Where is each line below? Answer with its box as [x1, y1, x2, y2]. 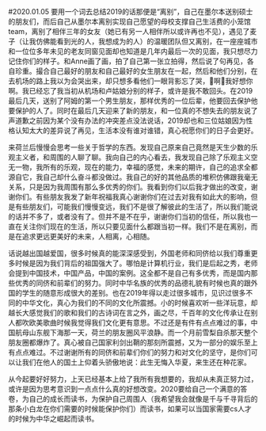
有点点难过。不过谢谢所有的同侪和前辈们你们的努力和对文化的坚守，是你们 [8, 348, 251, 357]
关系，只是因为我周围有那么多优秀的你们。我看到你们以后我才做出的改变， [8, 182, 251, 192]
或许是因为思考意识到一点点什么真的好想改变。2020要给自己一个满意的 [8, 384, 241, 394]
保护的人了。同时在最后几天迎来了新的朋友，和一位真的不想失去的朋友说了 [14, 106, 258, 115]
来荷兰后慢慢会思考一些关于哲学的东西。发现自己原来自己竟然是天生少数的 [8, 143, 251, 152]
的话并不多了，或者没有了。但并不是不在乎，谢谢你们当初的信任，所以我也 [8, 212, 251, 221]
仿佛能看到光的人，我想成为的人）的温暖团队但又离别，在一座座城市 [35, 36, 258, 46]
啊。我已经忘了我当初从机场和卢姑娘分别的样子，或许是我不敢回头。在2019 [8, 86, 253, 95]
